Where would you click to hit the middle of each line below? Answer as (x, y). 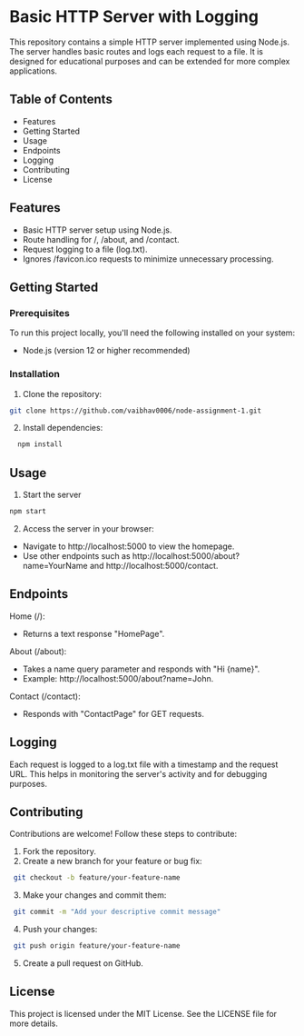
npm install (40, 444)
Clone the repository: (62, 393)
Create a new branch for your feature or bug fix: (112, 862)
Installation (35, 374)
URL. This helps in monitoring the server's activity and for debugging (138, 773)
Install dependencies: (63, 428)
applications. (33, 71)
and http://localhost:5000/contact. (154, 565)
